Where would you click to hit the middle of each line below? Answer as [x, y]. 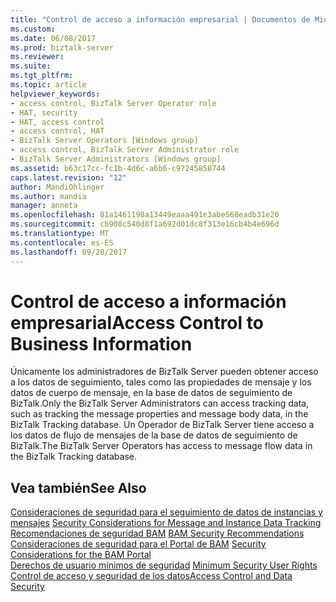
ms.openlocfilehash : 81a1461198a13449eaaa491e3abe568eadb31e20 [145, 215]
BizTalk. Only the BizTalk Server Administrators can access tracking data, [160, 403]
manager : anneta [44, 206]
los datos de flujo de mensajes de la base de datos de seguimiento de [154, 435]
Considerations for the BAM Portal [81, 555]
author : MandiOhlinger [57, 187]
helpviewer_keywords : [55, 94]
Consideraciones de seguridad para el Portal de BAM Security [138, 544]
